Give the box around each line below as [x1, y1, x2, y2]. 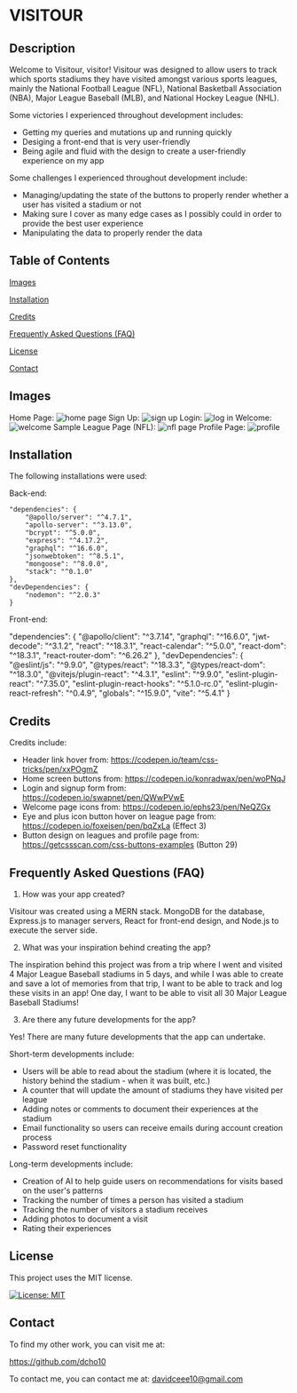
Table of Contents [9, 253, 111, 268]
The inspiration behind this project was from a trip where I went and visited [9, 959, 283, 970]
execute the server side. [9, 925, 98, 935]
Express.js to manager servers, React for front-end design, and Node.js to [9, 916, 279, 927]
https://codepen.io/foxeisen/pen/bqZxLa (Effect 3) [21, 821, 207, 832]
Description [9, 41, 75, 56]
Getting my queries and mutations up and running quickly [21, 127, 232, 138]
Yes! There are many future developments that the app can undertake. [9, 1031, 266, 1042]
